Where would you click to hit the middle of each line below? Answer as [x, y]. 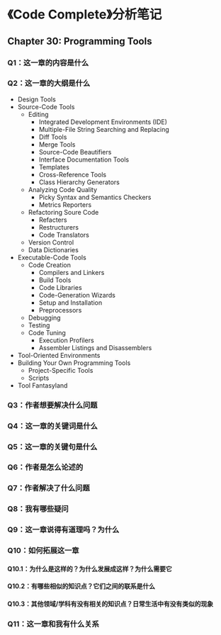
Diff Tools [53, 137]
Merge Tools [57, 144]
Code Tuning [47, 332]
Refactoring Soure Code [63, 212]
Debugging [45, 317]
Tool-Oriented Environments [59, 355]
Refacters [53, 220]
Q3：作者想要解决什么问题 [52, 405]
